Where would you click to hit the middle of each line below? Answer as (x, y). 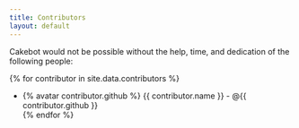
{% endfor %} (48, 115)
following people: (41, 61)
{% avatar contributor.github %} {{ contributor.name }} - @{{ (134, 96)
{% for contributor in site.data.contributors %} (95, 78)
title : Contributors (48, 17)
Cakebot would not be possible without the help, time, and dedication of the (149, 51)
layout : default (40, 26)
